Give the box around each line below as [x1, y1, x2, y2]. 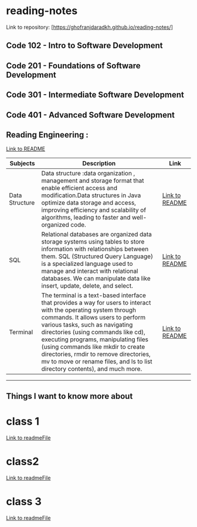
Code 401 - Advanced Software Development [6, 110, 175, 120]
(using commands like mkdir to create [41, 343, 145, 351]
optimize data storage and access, [41, 199, 137, 207]
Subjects [9, 159, 35, 168]
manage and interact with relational [41, 267, 138, 275]
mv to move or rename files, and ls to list [41, 358, 152, 366]
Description [81, 159, 116, 168]
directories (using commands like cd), [41, 328, 145, 336]
